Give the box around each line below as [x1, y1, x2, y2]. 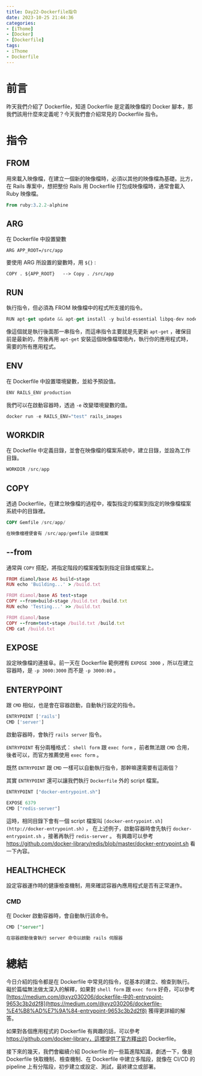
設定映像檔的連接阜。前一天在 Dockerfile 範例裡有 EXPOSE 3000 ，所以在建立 [6, 659, 194, 667]
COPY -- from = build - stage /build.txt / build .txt [6, 598, 128, 604]
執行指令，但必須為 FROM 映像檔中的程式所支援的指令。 [6, 304, 146, 312]
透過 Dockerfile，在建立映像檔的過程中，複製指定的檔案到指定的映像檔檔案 [6, 500, 191, 507]
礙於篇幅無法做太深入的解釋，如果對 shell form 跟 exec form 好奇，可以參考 [6, 985, 195, 993]
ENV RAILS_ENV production [6, 389, 71, 395]
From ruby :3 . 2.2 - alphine [6, 202, 69, 208]
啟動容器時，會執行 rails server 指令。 [6, 731, 105, 738]
